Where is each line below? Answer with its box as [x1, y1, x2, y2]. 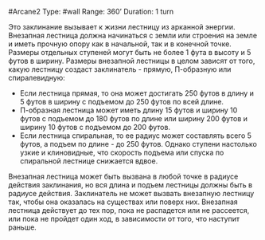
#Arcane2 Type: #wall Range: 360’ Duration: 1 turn [8, 7, 174, 16]
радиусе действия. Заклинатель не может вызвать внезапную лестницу [8, 189, 255, 198]
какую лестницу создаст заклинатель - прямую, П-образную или [8, 65, 232, 74]
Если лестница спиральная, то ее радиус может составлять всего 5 [19, 131, 252, 140]
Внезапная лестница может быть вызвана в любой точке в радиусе [8, 171, 239, 181]
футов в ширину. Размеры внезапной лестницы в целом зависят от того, [8, 56, 255, 65]
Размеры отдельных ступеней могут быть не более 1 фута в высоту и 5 [8, 48, 251, 57]
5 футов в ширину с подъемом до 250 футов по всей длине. [19, 97, 224, 106]
